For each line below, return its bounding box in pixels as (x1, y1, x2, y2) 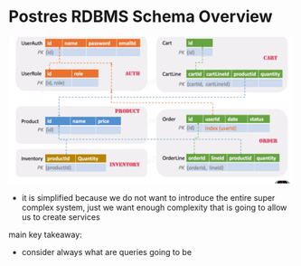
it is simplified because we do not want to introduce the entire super (21, 193, 276, 204)
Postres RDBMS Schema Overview (8, 6, 273, 27)
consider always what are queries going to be (21, 247, 192, 258)
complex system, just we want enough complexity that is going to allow (21, 202, 287, 214)
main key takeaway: (8, 229, 82, 241)
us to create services (21, 212, 100, 223)
